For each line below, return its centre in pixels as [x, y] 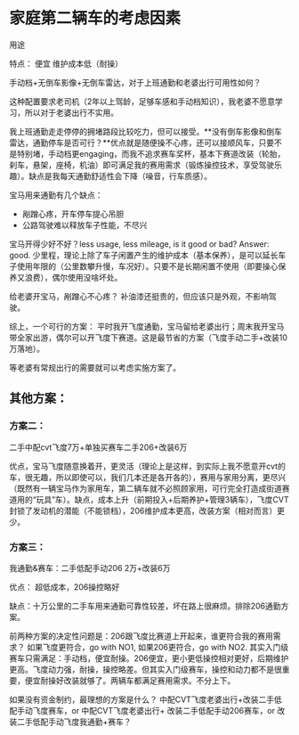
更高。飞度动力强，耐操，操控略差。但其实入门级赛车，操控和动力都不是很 [145, 669]
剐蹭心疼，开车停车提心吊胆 [73, 214]
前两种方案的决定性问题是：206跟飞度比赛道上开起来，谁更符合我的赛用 [141, 636]
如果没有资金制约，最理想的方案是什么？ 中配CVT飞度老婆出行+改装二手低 [146, 699]
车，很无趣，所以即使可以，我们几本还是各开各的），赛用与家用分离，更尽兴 [148, 477]
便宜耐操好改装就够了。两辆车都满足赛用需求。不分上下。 [130, 680]
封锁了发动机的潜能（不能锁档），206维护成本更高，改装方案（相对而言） [143, 510]
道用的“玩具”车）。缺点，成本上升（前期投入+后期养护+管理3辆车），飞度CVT [149, 499]
